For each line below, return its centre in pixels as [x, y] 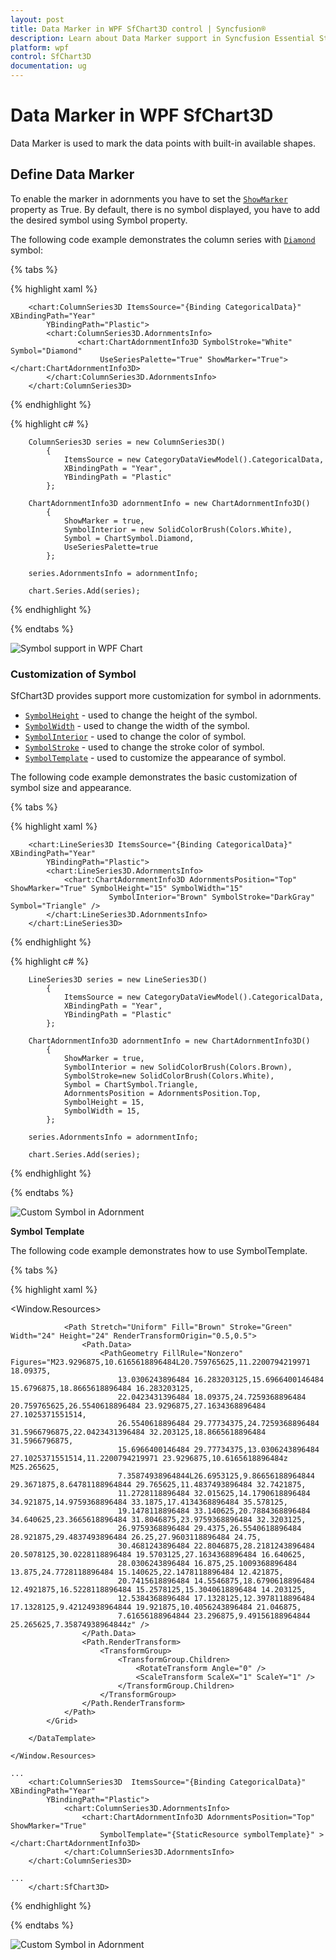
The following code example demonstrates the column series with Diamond [163, 239]
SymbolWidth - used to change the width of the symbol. [137, 726]
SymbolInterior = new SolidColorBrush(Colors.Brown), [178, 1067]
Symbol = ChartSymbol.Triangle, [131, 1085]
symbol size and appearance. [71, 788]
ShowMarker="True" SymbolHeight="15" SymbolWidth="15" [127, 889]
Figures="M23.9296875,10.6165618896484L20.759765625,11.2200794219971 [160, 1362]
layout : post [37, 19]
